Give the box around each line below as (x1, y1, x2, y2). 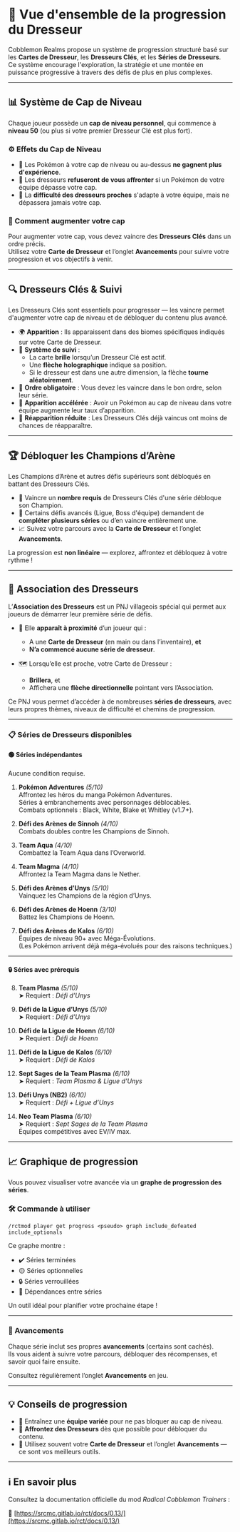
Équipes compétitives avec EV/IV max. (18, 1127, 131, 1136)
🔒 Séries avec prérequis (8, 965, 80, 973)
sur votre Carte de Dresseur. (18, 338, 103, 347)
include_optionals (8, 1229, 63, 1237)
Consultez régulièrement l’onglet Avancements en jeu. (8, 1371, 169, 1379)
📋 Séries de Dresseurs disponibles (8, 729, 132, 739)
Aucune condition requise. (8, 768, 85, 777)
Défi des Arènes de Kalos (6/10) (18, 926, 115, 935)
